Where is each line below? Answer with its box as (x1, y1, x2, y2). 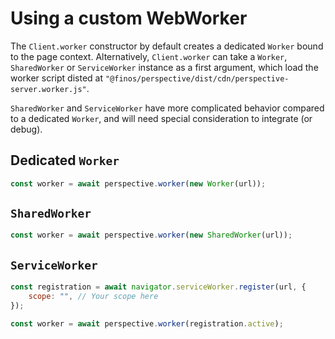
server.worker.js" (10, 84, 87, 94)
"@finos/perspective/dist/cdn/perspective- (104, 73, 290, 84)
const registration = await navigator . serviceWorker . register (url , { (10, 282, 307, 292)
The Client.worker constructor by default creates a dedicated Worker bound (10, 40, 324, 52)
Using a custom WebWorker (10, 7, 248, 30)
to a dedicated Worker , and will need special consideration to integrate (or (10, 112, 313, 124)
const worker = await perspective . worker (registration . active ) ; (10, 318, 284, 329)
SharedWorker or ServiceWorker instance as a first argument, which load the (10, 61, 319, 73)
